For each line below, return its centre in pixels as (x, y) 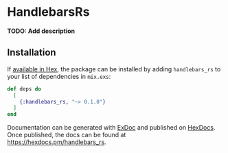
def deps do (24, 89)
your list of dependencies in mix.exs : (59, 76)
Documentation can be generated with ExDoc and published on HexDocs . (111, 128)
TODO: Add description (41, 31)
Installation (32, 52)
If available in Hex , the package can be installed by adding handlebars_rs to (114, 69)
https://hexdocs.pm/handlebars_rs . (57, 142)
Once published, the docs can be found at (67, 135)
